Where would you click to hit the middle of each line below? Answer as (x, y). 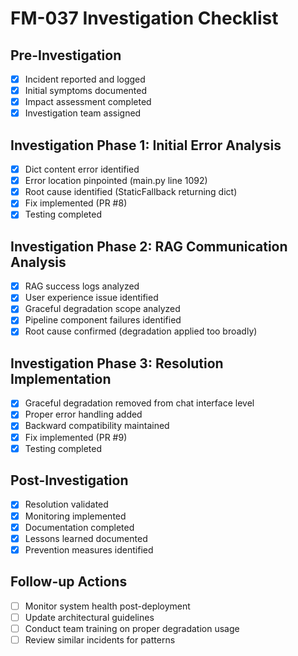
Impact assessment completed (88, 102)
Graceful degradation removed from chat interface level (139, 403)
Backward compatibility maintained (97, 426)
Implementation (61, 378)
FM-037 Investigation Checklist (144, 18)
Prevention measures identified (89, 549)
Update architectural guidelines (89, 617)
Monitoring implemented (75, 516)
